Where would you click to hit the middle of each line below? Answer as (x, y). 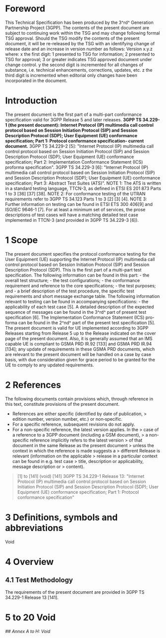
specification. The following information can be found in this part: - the (77, 275)
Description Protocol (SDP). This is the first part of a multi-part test (73, 270)
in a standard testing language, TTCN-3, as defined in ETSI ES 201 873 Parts (83, 188)
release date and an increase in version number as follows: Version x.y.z (79, 49)
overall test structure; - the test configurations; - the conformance (73, 280)
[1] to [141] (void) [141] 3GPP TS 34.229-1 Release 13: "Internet (81, 476)
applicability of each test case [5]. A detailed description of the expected (80, 307)
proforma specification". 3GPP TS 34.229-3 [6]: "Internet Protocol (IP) (77, 167)
